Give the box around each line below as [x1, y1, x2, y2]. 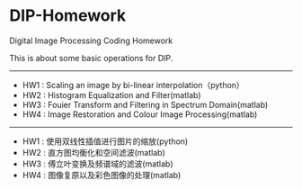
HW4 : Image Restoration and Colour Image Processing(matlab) [22, 109, 258, 120]
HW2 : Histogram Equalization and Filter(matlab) [22, 89, 201, 100]
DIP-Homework [9, 5, 127, 26]
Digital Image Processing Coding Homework [9, 35, 173, 46]
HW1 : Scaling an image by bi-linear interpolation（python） [22, 79, 244, 90]
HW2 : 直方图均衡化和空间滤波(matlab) [22, 147, 166, 157]
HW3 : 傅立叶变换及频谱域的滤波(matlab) [22, 158, 173, 169]
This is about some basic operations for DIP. [9, 52, 173, 63]
